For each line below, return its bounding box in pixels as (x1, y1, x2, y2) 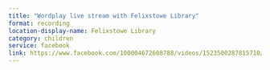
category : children (8, 34, 74, 43)
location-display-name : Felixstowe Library (8, 27, 157, 35)
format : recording (8, 19, 70, 27)
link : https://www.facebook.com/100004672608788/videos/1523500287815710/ (8, 49, 264, 57)
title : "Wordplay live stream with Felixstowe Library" (8, 11, 199, 20)
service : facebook (8, 42, 70, 50)
